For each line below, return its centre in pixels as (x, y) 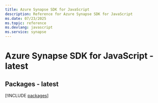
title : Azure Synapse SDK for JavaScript (47, 9)
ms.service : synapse (26, 32)
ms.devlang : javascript (29, 28)
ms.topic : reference (26, 23)
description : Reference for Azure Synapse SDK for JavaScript (69, 14)
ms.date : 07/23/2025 (26, 18)
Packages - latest (32, 84)
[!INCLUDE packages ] (27, 96)
